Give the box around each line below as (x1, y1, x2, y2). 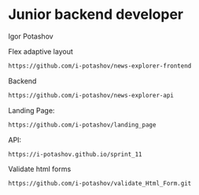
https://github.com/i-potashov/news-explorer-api (8, 91, 175, 99)
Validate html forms (8, 164, 72, 174)
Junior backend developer (8, 6, 183, 24)
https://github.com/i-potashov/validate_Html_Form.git (8, 179, 192, 188)
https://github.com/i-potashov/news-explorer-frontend (8, 61, 192, 70)
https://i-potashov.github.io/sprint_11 (8, 150, 143, 158)
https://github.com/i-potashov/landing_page (8, 120, 157, 129)
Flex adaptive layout (8, 46, 73, 56)
